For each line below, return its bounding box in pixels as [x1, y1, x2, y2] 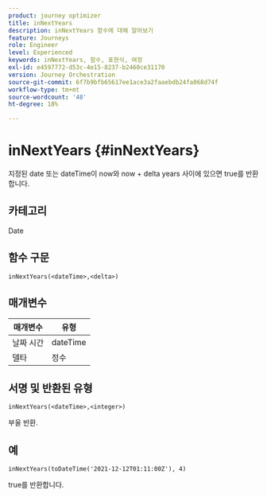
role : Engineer [8, 41, 59, 49]
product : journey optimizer [8, 11, 102, 20]
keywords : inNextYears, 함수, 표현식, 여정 [8, 56, 143, 64]
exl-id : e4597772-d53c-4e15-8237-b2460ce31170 [8, 64, 165, 72]
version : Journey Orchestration [8, 71, 115, 79]
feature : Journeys [8, 33, 69, 42]
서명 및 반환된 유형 [8, 381, 93, 394]
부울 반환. [8, 418, 38, 428]
